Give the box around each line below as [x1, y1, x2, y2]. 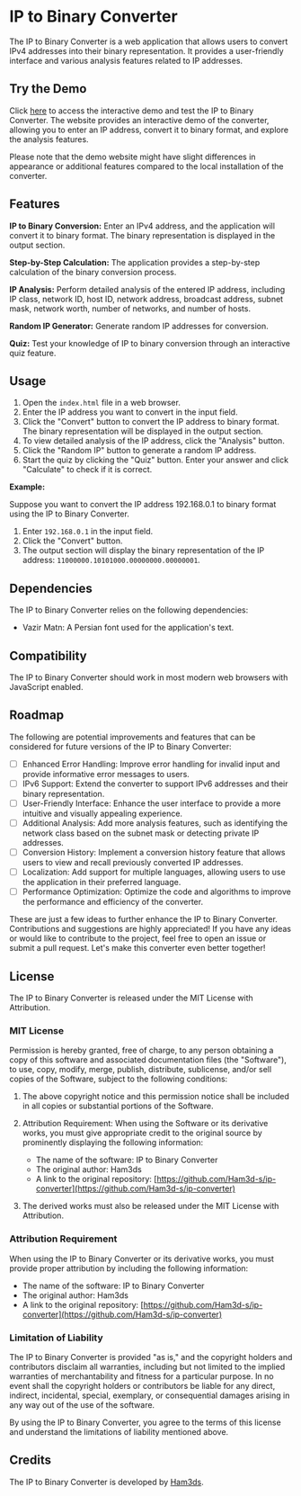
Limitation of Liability [9, 1331, 103, 1344]
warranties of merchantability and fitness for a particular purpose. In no [9, 1370, 274, 1382]
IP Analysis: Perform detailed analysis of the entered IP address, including [9, 283, 286, 294]
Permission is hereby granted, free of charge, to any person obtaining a [9, 1045, 274, 1056]
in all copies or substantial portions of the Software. [22, 1100, 214, 1112]
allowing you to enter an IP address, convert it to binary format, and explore [9, 124, 289, 135]
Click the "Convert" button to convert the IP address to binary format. [22, 417, 280, 427]
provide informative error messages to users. [22, 768, 190, 779]
